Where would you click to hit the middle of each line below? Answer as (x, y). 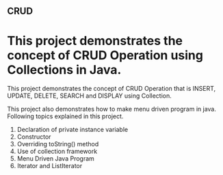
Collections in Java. (64, 69)
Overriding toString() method (58, 144)
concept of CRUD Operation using (105, 55)
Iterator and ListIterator (50, 166)
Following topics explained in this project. (65, 116)
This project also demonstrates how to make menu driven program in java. (112, 109)
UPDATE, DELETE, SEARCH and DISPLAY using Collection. (90, 96)
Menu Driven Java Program (55, 159)
